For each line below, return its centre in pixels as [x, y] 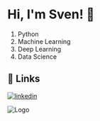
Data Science [37, 57]
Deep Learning [39, 49]
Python [28, 34]
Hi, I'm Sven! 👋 [51, 15]
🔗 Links [24, 79]
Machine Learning [44, 41]
